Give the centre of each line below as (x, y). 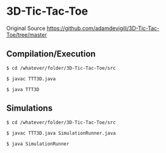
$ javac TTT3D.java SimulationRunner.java (61, 133)
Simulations (30, 108)
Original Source (26, 28)
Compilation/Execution (51, 54)
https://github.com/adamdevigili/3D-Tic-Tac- (103, 28)
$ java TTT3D (23, 89)
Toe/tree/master (27, 34)
